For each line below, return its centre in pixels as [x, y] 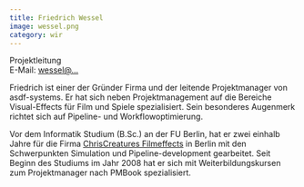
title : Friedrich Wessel [56, 18]
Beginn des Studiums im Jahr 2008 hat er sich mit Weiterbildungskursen [145, 163]
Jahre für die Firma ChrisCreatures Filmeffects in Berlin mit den [128, 144]
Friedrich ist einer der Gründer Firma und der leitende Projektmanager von [149, 88]
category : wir [36, 34]
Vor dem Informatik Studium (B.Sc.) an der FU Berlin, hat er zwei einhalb [145, 134]
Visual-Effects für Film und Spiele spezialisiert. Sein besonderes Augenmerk [152, 107]
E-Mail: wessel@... [44, 70]
